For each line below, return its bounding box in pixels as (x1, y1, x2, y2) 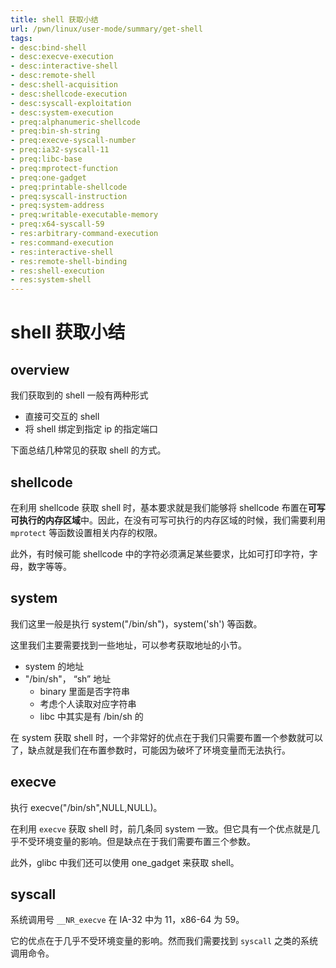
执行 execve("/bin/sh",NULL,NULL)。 (10, 801, 163, 813)
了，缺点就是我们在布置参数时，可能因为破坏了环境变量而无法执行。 (10, 744, 291, 756)
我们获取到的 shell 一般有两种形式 (10, 389, 149, 401)
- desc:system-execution (10, 107, 114, 118)
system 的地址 (24, 660, 85, 672)
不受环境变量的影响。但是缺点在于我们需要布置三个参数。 (18, 835, 256, 847)
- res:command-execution (10, 237, 114, 248)
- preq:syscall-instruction (10, 191, 128, 201)
